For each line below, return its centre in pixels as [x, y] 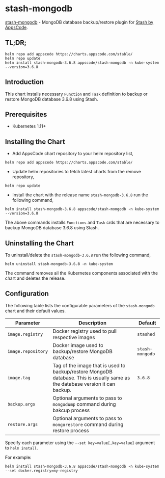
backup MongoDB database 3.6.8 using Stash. [52, 228]
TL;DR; [16, 43]
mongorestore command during [88, 424]
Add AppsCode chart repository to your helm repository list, [73, 154]
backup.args [22, 404]
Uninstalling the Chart [40, 243]
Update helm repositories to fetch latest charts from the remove [77, 172]
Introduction [25, 82]
